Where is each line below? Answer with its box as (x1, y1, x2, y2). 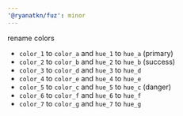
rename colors (7, 33, 55, 43)
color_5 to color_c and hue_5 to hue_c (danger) (18, 82, 172, 92)
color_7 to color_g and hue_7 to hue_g (18, 99, 142, 108)
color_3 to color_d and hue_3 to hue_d (18, 65, 142, 75)
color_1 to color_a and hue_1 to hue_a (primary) (18, 48, 173, 58)
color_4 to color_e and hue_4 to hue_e (18, 73, 142, 83)
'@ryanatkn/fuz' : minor (7, 11, 86, 20)
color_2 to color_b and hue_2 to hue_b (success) (18, 57, 176, 66)
